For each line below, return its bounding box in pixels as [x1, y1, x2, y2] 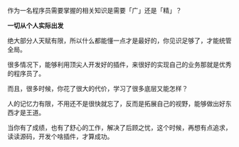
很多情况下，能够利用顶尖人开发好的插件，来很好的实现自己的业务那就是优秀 [7, 60, 232, 69]
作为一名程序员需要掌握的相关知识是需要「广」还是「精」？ [7, 6, 182, 14]
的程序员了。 [7, 70, 45, 77]
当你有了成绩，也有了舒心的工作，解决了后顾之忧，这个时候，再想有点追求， [7, 124, 232, 131]
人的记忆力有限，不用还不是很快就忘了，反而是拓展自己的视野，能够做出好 [7, 99, 225, 108]
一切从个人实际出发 [7, 21, 64, 30]
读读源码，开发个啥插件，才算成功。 [7, 132, 114, 141]
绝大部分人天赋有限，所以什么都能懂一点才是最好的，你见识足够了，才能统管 [7, 36, 232, 45]
